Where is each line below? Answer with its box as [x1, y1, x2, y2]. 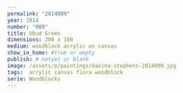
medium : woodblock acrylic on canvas [7, 43, 117, 50]
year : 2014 [7, 17, 39, 24]
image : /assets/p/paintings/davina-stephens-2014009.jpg [7, 62, 177, 69]
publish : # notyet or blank [7, 56, 89, 63]
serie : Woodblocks [7, 75, 61, 83]
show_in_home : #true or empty [7, 50, 96, 57]
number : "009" [7, 23, 49, 30]
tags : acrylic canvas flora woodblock [7, 69, 124, 76]
